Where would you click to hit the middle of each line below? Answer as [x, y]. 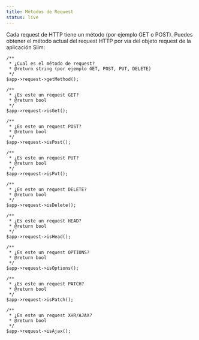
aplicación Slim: [26, 47]
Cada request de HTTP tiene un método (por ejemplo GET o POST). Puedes [99, 34]
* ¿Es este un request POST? [45, 127]
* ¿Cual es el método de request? [52, 64]
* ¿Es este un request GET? [44, 95]
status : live [22, 17]
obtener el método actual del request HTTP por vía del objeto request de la [99, 41]
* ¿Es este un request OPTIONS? [49, 252]
